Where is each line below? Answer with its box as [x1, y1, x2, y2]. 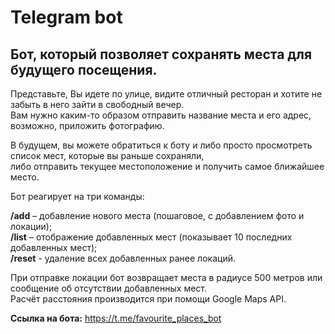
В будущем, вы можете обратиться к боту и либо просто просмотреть [10, 139, 313, 151]
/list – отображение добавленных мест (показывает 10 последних [10, 231, 293, 243]
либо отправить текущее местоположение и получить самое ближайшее [10, 161, 325, 172]
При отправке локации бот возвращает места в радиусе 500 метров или [10, 272, 323, 283]
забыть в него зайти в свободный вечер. [10, 99, 185, 110]
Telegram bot [10, 6, 123, 29]
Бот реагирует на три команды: [10, 191, 145, 202]
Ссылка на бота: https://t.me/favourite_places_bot [10, 312, 222, 324]
